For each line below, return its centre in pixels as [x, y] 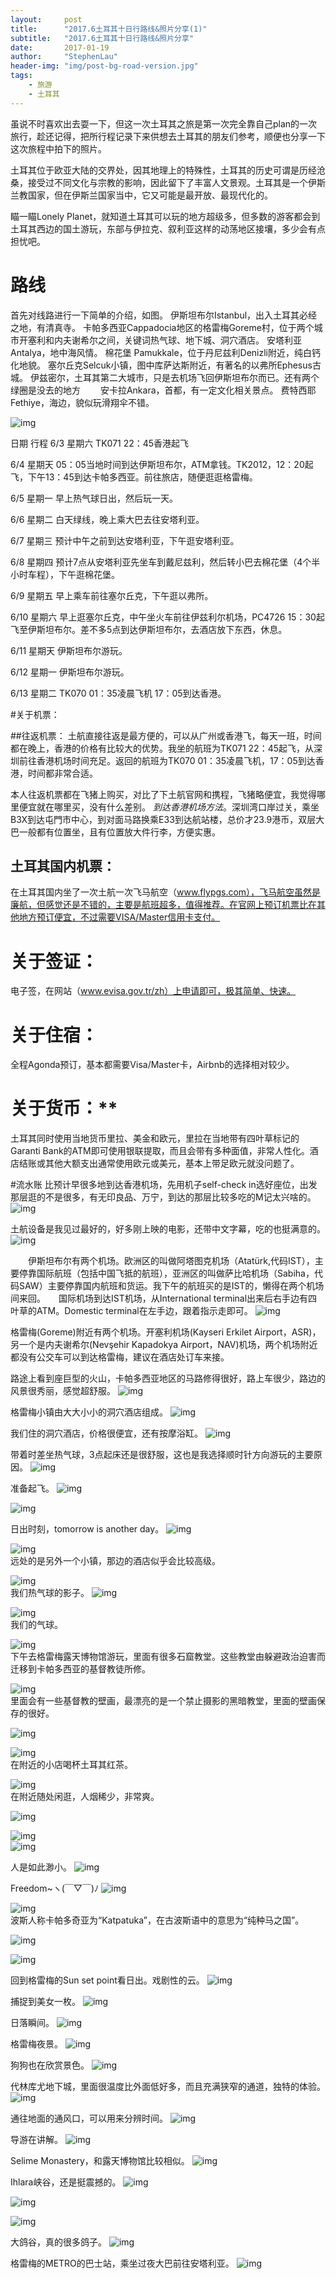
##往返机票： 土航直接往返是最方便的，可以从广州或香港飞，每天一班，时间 [166, 735]
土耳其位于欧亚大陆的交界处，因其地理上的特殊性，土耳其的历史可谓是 [155, 170]
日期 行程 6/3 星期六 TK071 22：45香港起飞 [100, 443]
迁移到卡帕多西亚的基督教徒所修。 [80, 1669]
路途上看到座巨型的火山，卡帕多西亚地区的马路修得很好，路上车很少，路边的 [168, 1378]
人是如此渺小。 [41, 1867]
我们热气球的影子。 [50, 1593]
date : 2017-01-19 [60, 47]
